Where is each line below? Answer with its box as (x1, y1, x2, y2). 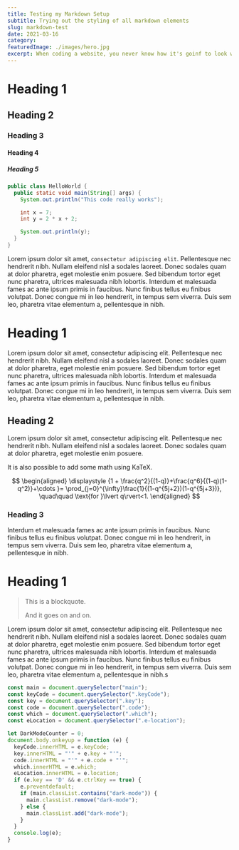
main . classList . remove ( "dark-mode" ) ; (26, 796, 139, 804)
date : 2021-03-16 (7, 30, 59, 38)
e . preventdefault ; (20, 783, 75, 791)
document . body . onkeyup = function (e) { (7, 737, 129, 744)
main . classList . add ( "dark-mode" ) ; (26, 809, 129, 817)
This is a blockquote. (24, 597, 86, 605)
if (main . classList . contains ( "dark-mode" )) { (20, 790, 158, 797)
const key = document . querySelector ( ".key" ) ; (7, 697, 144, 704)
